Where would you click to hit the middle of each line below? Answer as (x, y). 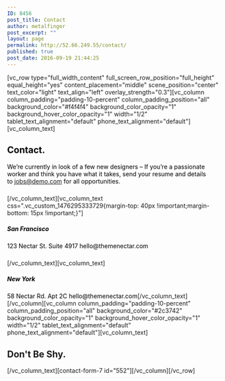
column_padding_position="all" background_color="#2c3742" (95, 311)
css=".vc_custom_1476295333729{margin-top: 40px (81, 206)
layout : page (26, 39)
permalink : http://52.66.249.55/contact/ (67, 45)
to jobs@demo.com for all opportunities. (64, 181)
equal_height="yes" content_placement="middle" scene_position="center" (113, 85)
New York (21, 279)
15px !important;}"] (57, 212)
